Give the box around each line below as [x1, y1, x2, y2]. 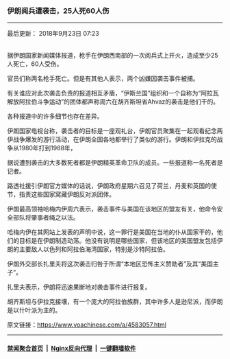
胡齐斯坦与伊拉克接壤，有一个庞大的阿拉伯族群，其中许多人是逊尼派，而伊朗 [7, 297, 223, 306]
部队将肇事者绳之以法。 [12, 213, 79, 222]
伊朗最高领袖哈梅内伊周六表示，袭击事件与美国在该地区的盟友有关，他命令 [7, 205, 217, 213]
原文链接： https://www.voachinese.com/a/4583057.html [7, 321, 166, 329]
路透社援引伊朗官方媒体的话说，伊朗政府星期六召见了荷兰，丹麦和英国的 [7, 182, 211, 190]
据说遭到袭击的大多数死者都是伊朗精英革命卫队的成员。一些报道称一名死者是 [7, 159, 223, 167]
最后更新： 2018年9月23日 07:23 [7, 30, 99, 38]
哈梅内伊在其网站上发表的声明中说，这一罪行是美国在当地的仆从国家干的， [7, 228, 217, 236]
